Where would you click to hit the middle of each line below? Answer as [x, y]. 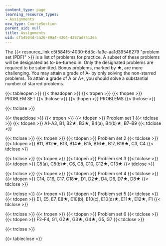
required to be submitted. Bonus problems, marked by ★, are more [74, 67]
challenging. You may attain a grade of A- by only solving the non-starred [81, 73]
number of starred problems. [35, 83]
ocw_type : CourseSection [31, 24]
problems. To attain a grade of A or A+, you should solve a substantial [77, 78]
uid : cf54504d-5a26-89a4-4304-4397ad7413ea [51, 38]
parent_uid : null [23, 28]
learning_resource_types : [32, 14]
